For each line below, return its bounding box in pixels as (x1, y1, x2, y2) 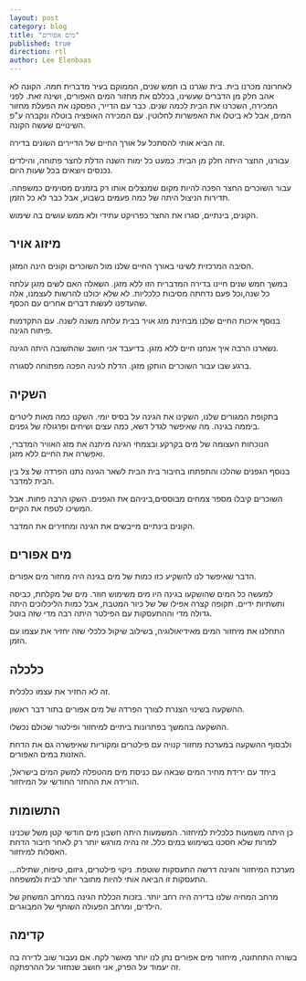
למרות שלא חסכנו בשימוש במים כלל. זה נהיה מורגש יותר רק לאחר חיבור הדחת (9, 837, 277, 848)
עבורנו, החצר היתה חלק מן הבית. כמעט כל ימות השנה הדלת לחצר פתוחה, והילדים (9, 155, 290, 165)
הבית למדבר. (9, 475, 55, 486)
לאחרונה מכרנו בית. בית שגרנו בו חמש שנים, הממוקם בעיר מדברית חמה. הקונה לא (9, 81, 292, 91)
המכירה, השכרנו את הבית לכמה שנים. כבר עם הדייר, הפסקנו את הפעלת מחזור (9, 100, 279, 110)
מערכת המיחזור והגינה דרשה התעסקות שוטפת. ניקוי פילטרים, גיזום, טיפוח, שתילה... (9, 864, 295, 875)
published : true (9, 38, 71, 48)
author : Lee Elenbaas (9, 56, 92, 65)
